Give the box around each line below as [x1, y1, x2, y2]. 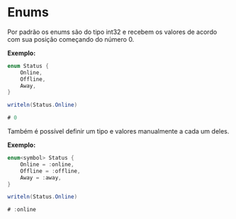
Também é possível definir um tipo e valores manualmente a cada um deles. [7, 127, 230, 136]
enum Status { [7, 62, 50, 69]
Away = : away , [20, 174, 62, 181]
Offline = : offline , [20, 167, 81, 174]
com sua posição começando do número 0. [7, 35, 135, 43]
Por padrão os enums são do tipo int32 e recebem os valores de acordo [7, 28, 218, 36]
